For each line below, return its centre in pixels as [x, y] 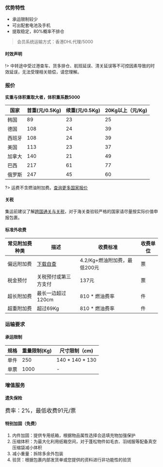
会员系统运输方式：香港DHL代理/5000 [55, 42]
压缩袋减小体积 [27, 448]
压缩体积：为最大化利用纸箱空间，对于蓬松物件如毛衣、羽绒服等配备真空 [84, 441]
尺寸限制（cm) [77, 351]
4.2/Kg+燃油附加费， [104, 260]
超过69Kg [48, 309]
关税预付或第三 [54, 277]
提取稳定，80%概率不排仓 [38, 31]
